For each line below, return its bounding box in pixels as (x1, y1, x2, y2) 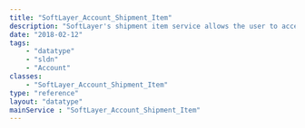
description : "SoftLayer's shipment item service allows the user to (9, 22, 279, 31)
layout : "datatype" (9, 96, 84, 106)
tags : (9, 38, 30, 48)
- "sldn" (25, 55, 59, 64)
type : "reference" (9, 88, 79, 97)
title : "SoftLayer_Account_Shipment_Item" (9, 13, 172, 23)
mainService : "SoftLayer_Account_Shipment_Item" (9, 105, 202, 114)
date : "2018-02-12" (9, 30, 84, 39)
